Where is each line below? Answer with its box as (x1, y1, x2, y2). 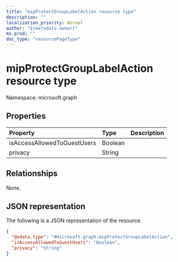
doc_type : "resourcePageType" (6, 36, 81, 42)
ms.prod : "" (6, 31, 35, 37)
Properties (6, 111, 46, 122)
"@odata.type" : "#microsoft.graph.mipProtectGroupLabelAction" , (11, 234, 173, 240)
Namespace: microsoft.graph (6, 94, 77, 101)
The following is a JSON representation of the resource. (6, 217, 142, 224)
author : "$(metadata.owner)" (6, 25, 78, 31)
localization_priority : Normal (6, 20, 83, 25)
